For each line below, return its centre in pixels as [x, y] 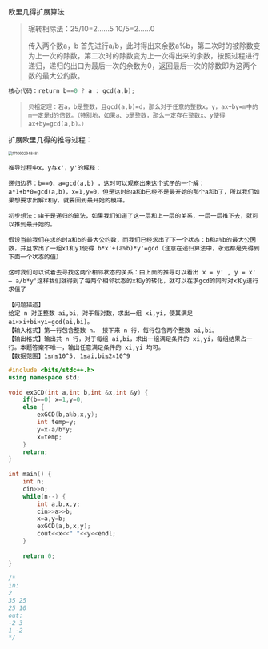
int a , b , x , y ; [59, 504]
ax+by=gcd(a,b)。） [58, 124]
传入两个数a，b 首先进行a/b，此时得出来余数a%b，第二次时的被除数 [140, 46]
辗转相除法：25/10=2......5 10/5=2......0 [91, 29]
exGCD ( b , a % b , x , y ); [68, 415]
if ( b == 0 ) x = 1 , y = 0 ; [53, 400]
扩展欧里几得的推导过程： [50, 139]
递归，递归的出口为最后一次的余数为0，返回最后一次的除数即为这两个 [142, 66]
